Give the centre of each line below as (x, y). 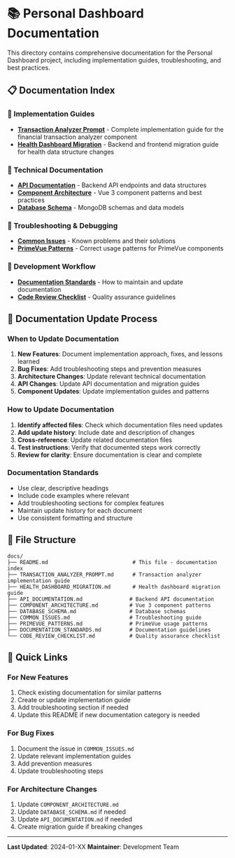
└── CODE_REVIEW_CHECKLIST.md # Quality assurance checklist (114, 636)
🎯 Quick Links (37, 657)
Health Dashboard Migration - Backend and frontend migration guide (118, 144)
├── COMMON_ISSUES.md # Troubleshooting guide (104, 617)
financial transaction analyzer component (77, 137)
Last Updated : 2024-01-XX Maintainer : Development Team (93, 847)
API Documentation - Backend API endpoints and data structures (112, 185)
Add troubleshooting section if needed (73, 708)
